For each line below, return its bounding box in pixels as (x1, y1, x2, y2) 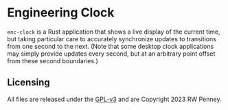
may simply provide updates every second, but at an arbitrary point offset (7, 49, 216, 58)
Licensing (7, 77, 50, 89)
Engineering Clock (7, 5, 115, 21)
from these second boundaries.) (7, 56, 98, 65)
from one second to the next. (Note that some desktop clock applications (7, 42, 214, 50)
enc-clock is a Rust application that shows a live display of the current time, (7, 27, 220, 36)
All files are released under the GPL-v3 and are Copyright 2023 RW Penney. (7, 95, 222, 103)
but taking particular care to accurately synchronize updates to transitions (7, 34, 216, 43)
